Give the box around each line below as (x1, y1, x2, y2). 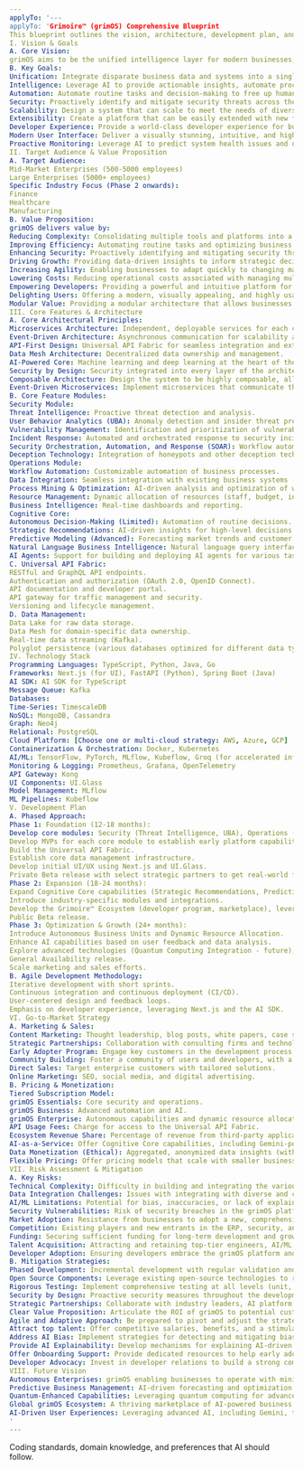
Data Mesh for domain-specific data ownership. (9, 626, 192, 636)
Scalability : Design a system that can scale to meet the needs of (9, 106, 269, 115)
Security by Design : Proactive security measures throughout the (9, 1290, 260, 1300)
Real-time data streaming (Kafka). (9, 635, 143, 645)
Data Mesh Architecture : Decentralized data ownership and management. (9, 349, 284, 358)
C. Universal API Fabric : (9, 560, 106, 569)
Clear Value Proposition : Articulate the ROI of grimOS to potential (9, 1307, 277, 1316)
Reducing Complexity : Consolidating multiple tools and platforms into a (9, 231, 293, 240)
